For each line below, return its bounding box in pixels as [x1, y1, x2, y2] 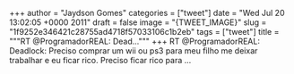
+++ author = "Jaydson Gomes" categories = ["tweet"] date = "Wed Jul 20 [9, 8, 285, 18]
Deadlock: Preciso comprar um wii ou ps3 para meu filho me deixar [9, 45, 258, 56]
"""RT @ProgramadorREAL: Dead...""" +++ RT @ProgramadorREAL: [9, 36, 260, 46]
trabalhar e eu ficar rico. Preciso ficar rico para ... [9, 55, 192, 65]
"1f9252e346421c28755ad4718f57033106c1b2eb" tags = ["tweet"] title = [9, 27, 280, 37]
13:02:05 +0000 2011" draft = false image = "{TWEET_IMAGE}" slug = [9, 17, 267, 28]
